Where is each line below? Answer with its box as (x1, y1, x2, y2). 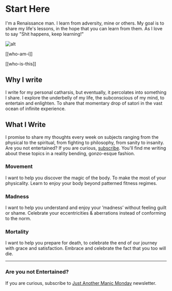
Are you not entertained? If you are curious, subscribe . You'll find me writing (5, 144, 166, 151)
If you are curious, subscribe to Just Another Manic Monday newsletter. (5, 280, 157, 286)
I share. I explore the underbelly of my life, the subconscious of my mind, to (5, 94, 165, 100)
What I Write (5, 120, 46, 129)
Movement (5, 163, 33, 170)
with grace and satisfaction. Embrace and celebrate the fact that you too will (5, 245, 166, 252)
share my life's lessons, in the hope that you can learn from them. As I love (5, 25, 163, 31)
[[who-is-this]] (5, 60, 36, 67)
